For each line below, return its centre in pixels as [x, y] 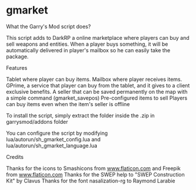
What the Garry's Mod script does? [48, 26]
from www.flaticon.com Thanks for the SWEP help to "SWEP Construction [95, 174]
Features [17, 67]
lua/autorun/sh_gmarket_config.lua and [53, 139]
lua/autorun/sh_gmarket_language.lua [52, 145]
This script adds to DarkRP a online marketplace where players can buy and [98, 38]
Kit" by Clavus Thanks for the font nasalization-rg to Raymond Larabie [91, 181]
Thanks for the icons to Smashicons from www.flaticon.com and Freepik [93, 168]
